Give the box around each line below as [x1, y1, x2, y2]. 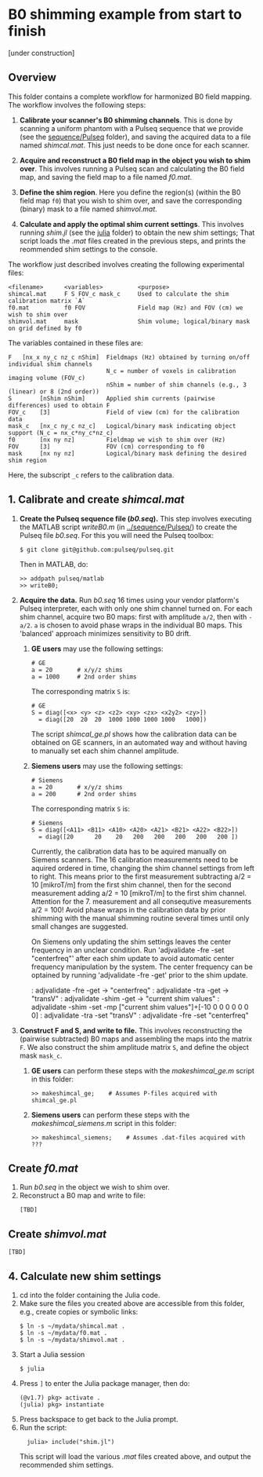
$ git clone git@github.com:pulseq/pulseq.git [19, 546, 175, 554]
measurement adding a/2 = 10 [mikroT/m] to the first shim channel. [31, 888, 247, 898]
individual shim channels [8, 360, 92, 368]
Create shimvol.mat [8, 1227, 107, 1241]
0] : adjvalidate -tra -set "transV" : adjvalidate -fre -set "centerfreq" [31, 1011, 249, 1020]
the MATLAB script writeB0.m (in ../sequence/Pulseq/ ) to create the [19, 522, 237, 532]
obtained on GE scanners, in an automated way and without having [31, 737, 247, 747]
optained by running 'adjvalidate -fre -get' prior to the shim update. [31, 970, 248, 979]
